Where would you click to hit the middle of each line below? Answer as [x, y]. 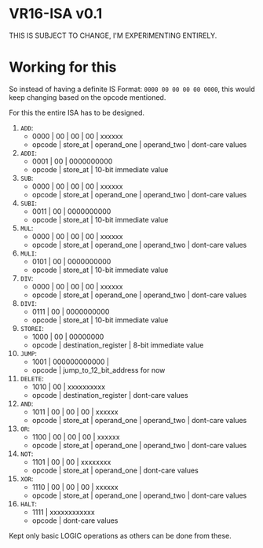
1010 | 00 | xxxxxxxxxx [68, 387]
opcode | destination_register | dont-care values [110, 395]
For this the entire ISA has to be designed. [77, 112]
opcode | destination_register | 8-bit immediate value [118, 345]
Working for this [63, 67]
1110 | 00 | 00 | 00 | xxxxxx [75, 487]
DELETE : [32, 378]
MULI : [29, 253]
